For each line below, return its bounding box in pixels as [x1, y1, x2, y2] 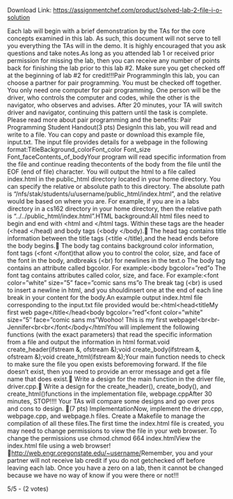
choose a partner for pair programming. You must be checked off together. [7, 79, 222, 86]
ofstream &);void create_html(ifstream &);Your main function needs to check [7, 353, 225, 361]
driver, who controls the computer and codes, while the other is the [7, 93, 200, 102]
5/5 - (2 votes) [7, 484, 49, 493]
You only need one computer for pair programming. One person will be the [7, 86, 221, 94]
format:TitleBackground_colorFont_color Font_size [7, 146, 151, 153]
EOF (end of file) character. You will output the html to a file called [7, 167, 196, 176]
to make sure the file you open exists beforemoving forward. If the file [7, 360, 207, 368]
